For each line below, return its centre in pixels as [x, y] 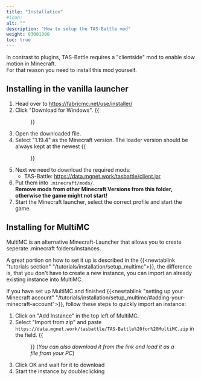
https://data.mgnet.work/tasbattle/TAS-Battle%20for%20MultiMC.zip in [104, 328]
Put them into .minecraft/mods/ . [55, 183]
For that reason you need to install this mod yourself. [72, 70]
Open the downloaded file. [48, 133]
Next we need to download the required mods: [73, 169]
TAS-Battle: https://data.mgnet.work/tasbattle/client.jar [92, 176]
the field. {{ [29, 335]
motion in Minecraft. [31, 63]
